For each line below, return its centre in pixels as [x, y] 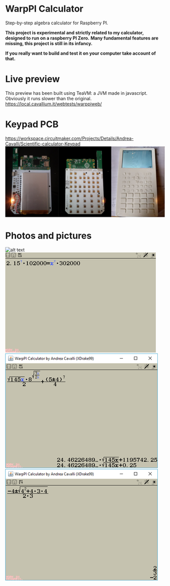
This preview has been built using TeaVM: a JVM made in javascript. [76, 93]
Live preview [33, 79]
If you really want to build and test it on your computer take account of [80, 53]
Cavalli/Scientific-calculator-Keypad [43, 144]
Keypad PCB [32, 124]
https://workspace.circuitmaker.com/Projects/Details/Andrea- [70, 138]
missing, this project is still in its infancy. [49, 43]
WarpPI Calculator [44, 9]
